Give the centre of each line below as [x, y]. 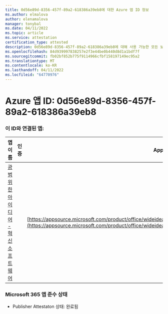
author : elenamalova [27, 19]
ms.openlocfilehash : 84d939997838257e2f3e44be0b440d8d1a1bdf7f [72, 51]
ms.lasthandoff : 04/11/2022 [34, 70]
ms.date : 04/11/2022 [27, 28]
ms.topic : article [24, 33]
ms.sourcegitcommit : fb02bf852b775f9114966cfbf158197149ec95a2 [72, 56]
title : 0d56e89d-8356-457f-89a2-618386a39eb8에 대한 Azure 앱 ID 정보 [77, 10]
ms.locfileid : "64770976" [32, 75]
